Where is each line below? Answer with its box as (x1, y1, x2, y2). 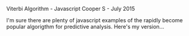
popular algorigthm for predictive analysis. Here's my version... (6, 23, 165, 30)
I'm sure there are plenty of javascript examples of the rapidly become (6, 17, 183, 23)
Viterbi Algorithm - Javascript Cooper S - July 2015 (6, 5, 135, 12)
